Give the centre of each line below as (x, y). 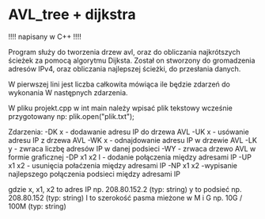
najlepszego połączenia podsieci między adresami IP (94, 174)
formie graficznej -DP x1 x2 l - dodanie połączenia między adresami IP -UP (130, 157)
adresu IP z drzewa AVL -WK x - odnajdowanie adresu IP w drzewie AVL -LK (132, 140)
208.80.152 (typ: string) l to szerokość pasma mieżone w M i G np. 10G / (125, 198)
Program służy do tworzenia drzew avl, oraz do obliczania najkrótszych (124, 52)
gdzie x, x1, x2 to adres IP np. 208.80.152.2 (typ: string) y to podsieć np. (125, 189)
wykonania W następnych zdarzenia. (68, 92)
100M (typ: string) (38, 206)
